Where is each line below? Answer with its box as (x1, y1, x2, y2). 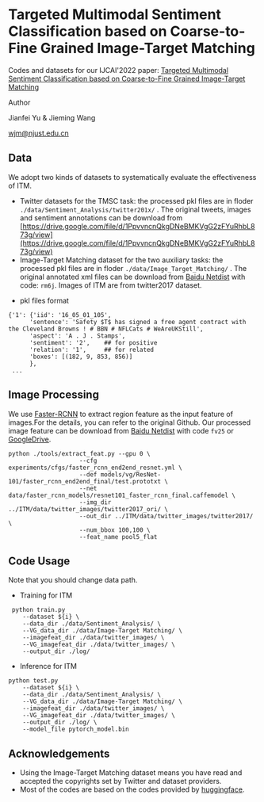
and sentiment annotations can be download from (19, 212, 183, 223)
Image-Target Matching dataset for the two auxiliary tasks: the (19, 255, 224, 265)
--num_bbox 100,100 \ (78, 525, 151, 534)
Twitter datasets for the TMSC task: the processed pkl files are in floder (19, 196, 254, 205)
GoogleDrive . (8, 434, 52, 444)
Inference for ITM (19, 662, 78, 671)
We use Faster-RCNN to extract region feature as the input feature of (8, 409, 234, 418)
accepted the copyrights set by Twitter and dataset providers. (19, 777, 222, 786)
